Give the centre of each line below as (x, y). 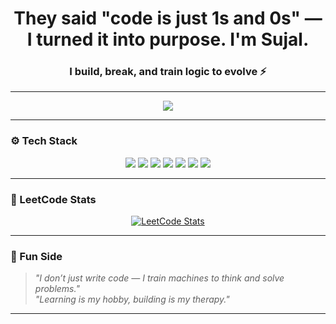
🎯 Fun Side (36, 256)
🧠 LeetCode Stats (53, 199)
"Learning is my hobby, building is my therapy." (132, 299)
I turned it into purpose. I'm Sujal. (168, 39)
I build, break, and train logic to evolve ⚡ (168, 72)
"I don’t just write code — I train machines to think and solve (159, 278)
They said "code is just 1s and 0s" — (168, 18)
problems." (57, 289)
